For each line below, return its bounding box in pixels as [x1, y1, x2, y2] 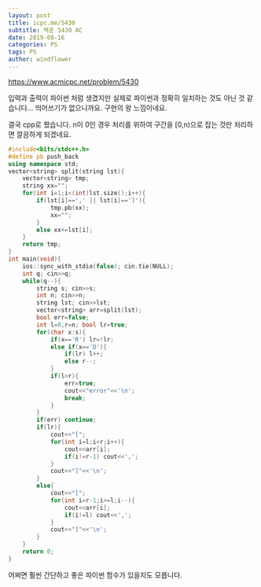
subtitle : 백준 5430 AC [8, 26, 83, 34]
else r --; [64, 357, 97, 366]
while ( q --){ [22, 277, 61, 285]
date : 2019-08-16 [8, 33, 65, 42]
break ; [64, 394, 86, 402]
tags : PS [8, 48, 37, 56]
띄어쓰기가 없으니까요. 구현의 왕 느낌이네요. [35, 103, 167, 113]
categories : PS [8, 41, 58, 49]
